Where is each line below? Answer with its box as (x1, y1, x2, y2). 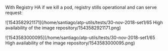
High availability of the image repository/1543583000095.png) (5, 40, 135, 46)
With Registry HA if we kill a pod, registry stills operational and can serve (5, 5, 157, 10)
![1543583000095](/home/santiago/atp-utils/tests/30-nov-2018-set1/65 (5, 35, 155, 40)
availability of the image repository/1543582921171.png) (5, 25, 121, 31)
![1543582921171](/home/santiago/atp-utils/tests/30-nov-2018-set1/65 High (5, 20, 163, 25)
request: (5, 10, 23, 16)
